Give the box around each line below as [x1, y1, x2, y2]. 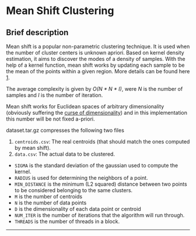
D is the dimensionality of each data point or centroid [14, 206, 141, 212]
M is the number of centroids [14, 193, 83, 200]
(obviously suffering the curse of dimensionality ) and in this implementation [6, 110, 188, 116]
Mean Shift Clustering [6, 4, 114, 18]
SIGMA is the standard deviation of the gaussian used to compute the [14, 162, 178, 169]
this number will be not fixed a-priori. [6, 115, 95, 122]
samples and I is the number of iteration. [6, 92, 103, 98]
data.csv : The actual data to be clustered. [14, 151, 116, 158]
